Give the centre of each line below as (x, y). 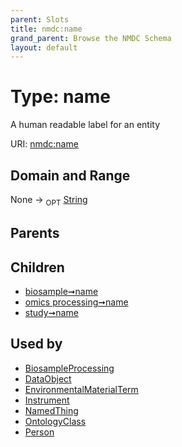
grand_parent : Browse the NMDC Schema (91, 38)
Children (37, 267)
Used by (36, 344)
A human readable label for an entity (85, 125)
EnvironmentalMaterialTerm (81, 389)
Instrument (47, 400)
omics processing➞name (76, 302)
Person (39, 432)
